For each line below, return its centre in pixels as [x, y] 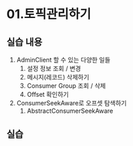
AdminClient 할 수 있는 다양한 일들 [63, 60]
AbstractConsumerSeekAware [70, 111]
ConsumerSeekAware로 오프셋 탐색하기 [72, 103]
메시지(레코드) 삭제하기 [58, 77]
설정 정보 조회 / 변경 [54, 69]
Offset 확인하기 [48, 94]
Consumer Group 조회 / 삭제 [66, 86]
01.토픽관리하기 [49, 14]
